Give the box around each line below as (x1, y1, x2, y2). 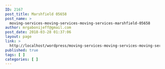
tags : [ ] (5, 52, 26, 57)
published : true (5, 48, 38, 52)
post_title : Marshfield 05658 (5, 12, 67, 17)
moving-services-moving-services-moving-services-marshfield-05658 (9, 20, 151, 26)
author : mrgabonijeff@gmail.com (5, 25, 71, 30)
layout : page (5, 34, 32, 39)
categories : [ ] (5, 57, 38, 62)
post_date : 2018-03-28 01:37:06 (5, 30, 71, 34)
